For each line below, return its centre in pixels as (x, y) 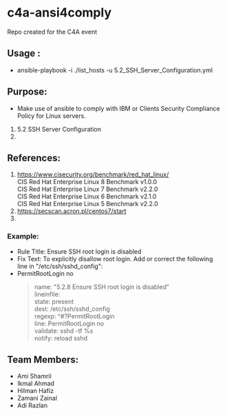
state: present (54, 301)
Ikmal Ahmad (36, 383)
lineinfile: (47, 294)
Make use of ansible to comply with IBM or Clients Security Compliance (118, 108)
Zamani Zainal (37, 398)
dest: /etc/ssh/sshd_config (72, 309)
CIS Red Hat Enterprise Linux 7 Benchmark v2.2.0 (87, 189)
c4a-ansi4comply (60, 13)
